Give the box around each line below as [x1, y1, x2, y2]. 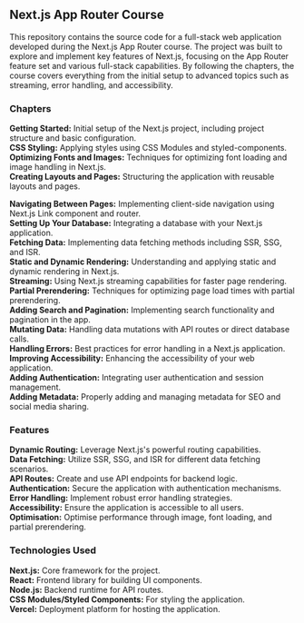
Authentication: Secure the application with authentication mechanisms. [9, 483, 282, 494]
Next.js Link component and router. [9, 208, 142, 219]
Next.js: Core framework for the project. [9, 565, 161, 576]
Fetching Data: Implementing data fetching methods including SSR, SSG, [9, 237, 283, 248]
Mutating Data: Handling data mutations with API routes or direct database [9, 324, 290, 335]
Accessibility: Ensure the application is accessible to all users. [9, 502, 244, 513]
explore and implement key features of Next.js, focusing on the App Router [9, 50, 289, 62]
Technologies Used [9, 544, 97, 557]
